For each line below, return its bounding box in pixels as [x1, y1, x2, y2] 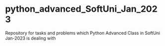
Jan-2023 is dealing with [5, 35, 56, 41]
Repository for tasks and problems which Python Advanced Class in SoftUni [5, 30, 160, 36]
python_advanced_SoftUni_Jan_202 [5, 3, 158, 15]
